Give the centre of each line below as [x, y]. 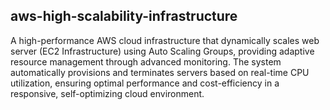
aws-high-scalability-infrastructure [124, 16]
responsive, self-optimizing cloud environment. [107, 93]
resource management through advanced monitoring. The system [146, 61]
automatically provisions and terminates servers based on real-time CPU [160, 72]
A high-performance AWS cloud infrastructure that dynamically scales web [165, 40]
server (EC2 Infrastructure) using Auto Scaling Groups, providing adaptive [162, 51]
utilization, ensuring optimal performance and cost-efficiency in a [145, 83]
